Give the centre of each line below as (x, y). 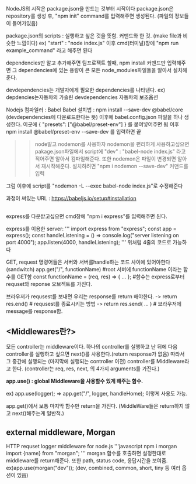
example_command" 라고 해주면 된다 (49, 50)
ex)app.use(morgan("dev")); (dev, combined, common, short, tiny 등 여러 (93, 468)
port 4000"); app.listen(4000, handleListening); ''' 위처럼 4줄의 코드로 (89, 243)
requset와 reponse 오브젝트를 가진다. (49, 284)
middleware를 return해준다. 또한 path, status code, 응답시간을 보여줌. (87, 461)
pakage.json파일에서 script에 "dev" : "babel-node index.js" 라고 (110, 151)
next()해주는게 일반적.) (38, 413)
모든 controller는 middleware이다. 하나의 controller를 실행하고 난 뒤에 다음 (92, 347)
